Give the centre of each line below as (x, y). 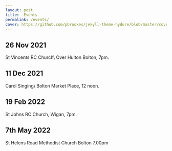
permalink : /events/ (27, 19)
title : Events (21, 15)
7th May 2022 (28, 130)
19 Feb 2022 (25, 102)
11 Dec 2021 (24, 73)
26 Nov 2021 (26, 45)
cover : (12, 24)
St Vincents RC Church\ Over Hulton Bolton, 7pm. (57, 57)
